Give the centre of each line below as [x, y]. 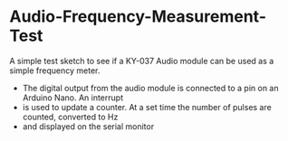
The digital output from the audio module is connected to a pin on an [150, 88]
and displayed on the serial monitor [88, 126]
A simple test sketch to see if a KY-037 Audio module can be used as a [142, 61]
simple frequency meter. [55, 70]
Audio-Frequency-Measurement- [138, 17]
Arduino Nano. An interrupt [73, 98]
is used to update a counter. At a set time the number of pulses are [147, 107]
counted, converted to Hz [70, 117]
